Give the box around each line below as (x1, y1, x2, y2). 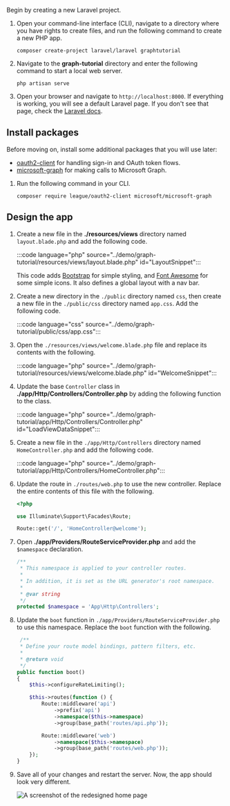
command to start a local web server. (16, 67, 123, 75)
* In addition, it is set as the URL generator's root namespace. (19, 577, 215, 584)
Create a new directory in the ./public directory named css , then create (16, 291, 222, 300)
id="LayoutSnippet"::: (140, 258, 202, 266)
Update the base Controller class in (16, 382, 120, 390)
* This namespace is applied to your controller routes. (19, 565, 187, 572)
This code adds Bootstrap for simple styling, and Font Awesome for (16, 271, 209, 279)
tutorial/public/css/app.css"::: (16, 327, 102, 336)
